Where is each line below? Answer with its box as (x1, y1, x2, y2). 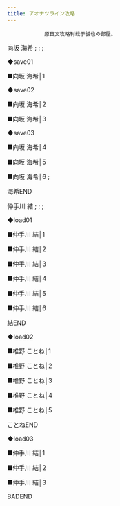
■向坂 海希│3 (7, 115, 47, 123)
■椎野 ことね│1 (7, 346, 52, 355)
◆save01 (7, 57, 34, 66)
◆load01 (7, 216, 32, 224)
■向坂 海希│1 (7, 71, 46, 80)
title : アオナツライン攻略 (7, 10, 76, 17)
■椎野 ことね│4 (7, 391, 53, 399)
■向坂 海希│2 (7, 100, 47, 108)
